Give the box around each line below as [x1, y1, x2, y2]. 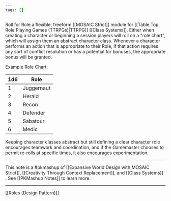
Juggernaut [22, 84, 51, 92]
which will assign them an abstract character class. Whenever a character [5, 38, 160, 44]
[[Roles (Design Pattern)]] [5, 189, 60, 196]
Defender [22, 109, 46, 116]
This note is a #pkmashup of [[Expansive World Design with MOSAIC [5, 164, 150, 170]
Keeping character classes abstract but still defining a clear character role [5, 138, 160, 145]
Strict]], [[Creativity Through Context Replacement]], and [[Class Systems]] [5, 169, 164, 176]
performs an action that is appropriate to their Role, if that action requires [5, 43, 159, 49]
